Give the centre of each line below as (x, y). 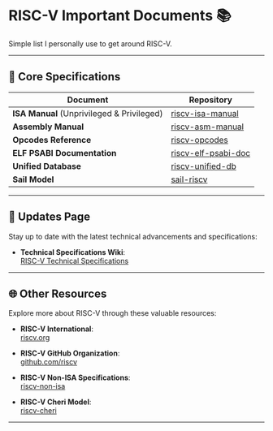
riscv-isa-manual (205, 113)
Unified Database (47, 166)
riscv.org (35, 338)
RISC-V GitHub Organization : (70, 353)
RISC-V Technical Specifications (74, 261)
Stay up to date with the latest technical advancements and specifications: (133, 236)
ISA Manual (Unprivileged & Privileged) (88, 113)
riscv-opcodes (199, 140)
